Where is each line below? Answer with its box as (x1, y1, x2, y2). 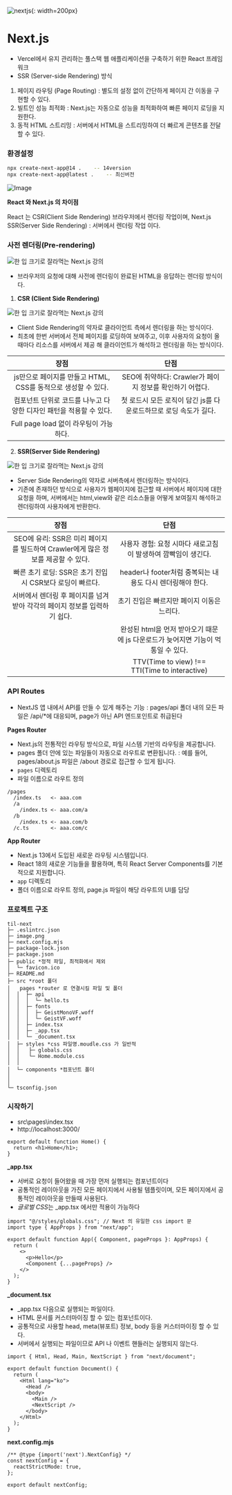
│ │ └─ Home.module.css (7, 1052, 85, 1059)
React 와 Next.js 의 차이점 (7, 198, 79, 206)
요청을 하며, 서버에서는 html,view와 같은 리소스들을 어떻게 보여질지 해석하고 (17, 494, 222, 502)
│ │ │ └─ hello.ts (7, 996, 70, 1004)
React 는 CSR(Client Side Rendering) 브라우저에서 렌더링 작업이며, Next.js (7, 212, 212, 221)
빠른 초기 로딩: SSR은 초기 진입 (13, 568, 108, 577)
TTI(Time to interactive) (130, 666, 209, 676)
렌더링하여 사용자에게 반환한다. (17, 502, 101, 511)
